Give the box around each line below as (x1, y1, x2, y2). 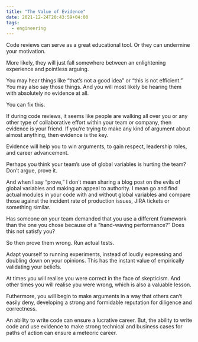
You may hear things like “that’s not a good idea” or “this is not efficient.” (6, 77, 183, 84)
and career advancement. (6, 149, 69, 156)
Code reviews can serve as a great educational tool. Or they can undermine (6, 41, 190, 49)
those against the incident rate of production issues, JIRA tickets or (6, 197, 170, 204)
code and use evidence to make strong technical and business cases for (6, 323, 183, 330)
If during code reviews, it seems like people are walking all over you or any (6, 113, 188, 120)
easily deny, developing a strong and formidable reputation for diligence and (6, 299, 192, 306)
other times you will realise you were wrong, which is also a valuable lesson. (6, 281, 192, 288)
